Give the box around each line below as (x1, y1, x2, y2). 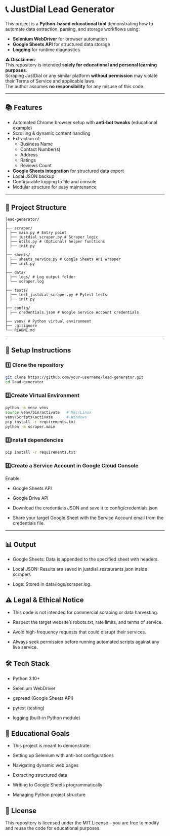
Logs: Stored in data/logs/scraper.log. (12, 581, 92, 587)
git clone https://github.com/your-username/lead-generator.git (5, 375, 144, 380)
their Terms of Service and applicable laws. (5, 77, 96, 84)
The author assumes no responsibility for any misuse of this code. (5, 83, 145, 89)
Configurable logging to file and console (12, 178, 97, 184)
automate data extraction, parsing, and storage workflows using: (5, 26, 140, 32)
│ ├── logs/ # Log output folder (5, 274, 76, 280)
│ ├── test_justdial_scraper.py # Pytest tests (5, 292, 108, 297)
